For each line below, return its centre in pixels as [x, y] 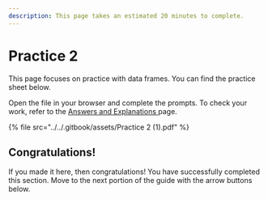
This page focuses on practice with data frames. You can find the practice [132, 79]
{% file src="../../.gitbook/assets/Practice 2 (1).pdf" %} [99, 127]
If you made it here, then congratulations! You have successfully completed [134, 172]
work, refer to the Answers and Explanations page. [93, 111]
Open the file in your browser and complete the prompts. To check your [128, 103]
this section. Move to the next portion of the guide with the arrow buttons [130, 181]
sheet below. [30, 87]
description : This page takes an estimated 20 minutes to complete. [126, 16]
